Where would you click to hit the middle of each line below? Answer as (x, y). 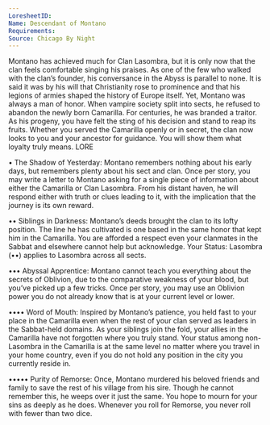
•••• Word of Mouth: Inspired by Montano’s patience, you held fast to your (133, 312)
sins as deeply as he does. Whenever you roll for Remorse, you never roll (130, 405)
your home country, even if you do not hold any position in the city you (126, 355)
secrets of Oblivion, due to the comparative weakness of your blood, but (129, 280)
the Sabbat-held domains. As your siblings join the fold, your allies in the (128, 329)
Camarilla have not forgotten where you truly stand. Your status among (126, 338)
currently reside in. (39, 364)
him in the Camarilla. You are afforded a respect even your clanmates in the (133, 238)
